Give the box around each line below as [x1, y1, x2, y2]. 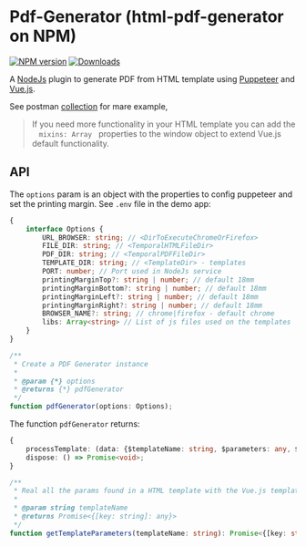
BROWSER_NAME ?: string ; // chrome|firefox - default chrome [42, 309, 275, 318]
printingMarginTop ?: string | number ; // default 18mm [42, 275, 255, 284]
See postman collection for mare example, [9, 100, 168, 111]
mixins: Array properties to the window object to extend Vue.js [38, 128, 282, 139]
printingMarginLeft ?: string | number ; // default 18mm [42, 292, 259, 302]
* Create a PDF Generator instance [13, 359, 148, 368]
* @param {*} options [13, 377, 96, 386]
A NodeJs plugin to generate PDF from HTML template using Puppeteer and [9, 73, 295, 84]
